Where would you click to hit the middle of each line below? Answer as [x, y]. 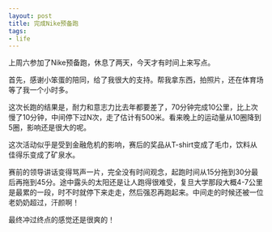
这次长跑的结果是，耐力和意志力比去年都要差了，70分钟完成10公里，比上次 [134, 107]
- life [19, 39]
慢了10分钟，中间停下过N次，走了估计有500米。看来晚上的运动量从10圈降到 [135, 118]
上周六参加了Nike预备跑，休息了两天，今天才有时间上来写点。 [112, 62]
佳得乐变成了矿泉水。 [44, 155]
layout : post [30, 16]
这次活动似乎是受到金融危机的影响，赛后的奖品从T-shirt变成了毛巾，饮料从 [133, 145]
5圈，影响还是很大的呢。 [50, 127]
